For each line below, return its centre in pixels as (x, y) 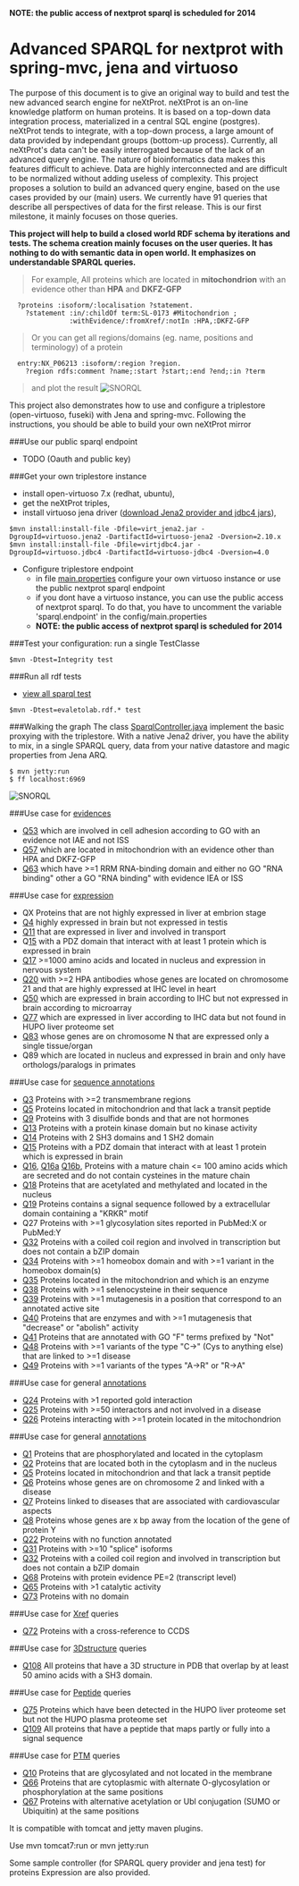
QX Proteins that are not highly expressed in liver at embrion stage (144, 912)
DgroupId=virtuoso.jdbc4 (55, 552)
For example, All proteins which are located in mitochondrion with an (158, 279)
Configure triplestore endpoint (78, 569)
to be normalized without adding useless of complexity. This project (134, 178)
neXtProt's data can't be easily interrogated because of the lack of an (137, 149)
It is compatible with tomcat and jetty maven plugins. (106, 1828)
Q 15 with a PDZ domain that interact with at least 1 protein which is (144, 941)
